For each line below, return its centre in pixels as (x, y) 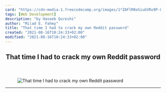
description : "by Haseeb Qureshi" (41, 19)
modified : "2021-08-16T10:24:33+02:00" (46, 37)
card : (11, 10)
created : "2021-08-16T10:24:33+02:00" (45, 32)
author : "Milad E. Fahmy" (32, 23)
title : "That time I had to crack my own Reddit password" (67, 28)
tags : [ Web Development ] (31, 14)
